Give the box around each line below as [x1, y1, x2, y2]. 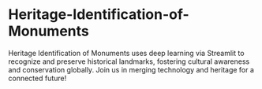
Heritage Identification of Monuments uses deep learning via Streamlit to [8, 48, 245, 57]
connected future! [8, 73, 67, 83]
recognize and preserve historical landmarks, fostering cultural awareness [8, 57, 250, 66]
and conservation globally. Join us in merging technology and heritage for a [8, 65, 255, 74]
